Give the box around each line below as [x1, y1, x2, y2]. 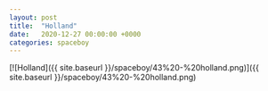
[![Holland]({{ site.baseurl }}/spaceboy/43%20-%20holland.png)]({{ [9, 62, 260, 73]
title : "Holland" [9, 21, 77, 30]
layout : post [9, 12, 58, 22]
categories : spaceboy [9, 37, 90, 47]
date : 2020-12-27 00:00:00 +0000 [9, 29, 142, 38]
